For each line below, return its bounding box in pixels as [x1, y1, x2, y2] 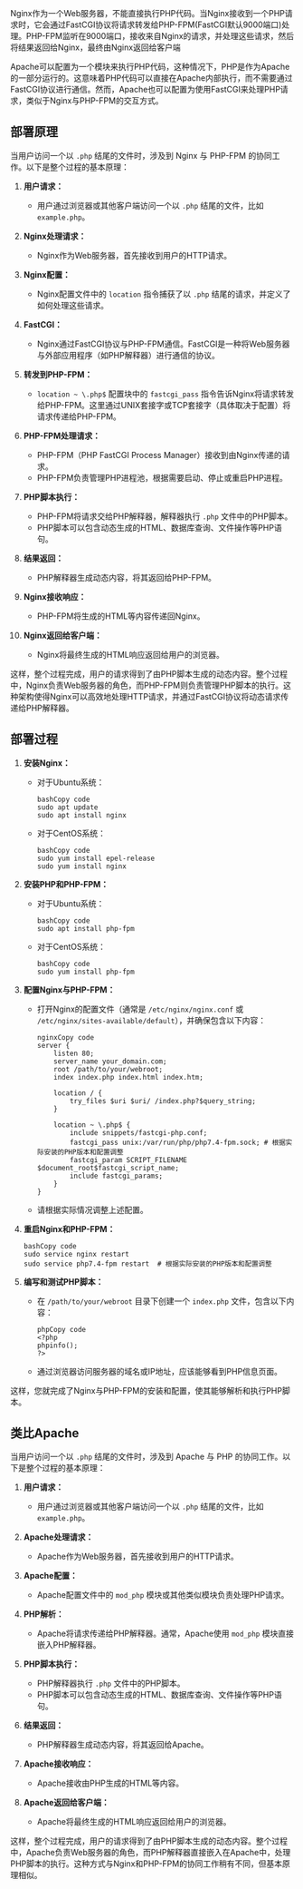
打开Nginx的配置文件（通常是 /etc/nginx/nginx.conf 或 [36, 1003, 244, 1014]
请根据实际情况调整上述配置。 [36, 1204, 148, 1215]
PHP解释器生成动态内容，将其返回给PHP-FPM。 [36, 572, 216, 582]
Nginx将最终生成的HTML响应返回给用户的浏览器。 [36, 649, 225, 660]
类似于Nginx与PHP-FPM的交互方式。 [25, 95, 164, 106]
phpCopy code [36, 1325, 87, 1334]
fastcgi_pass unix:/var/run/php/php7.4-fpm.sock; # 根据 [69, 1138, 286, 1147]
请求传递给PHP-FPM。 [36, 411, 121, 422]
